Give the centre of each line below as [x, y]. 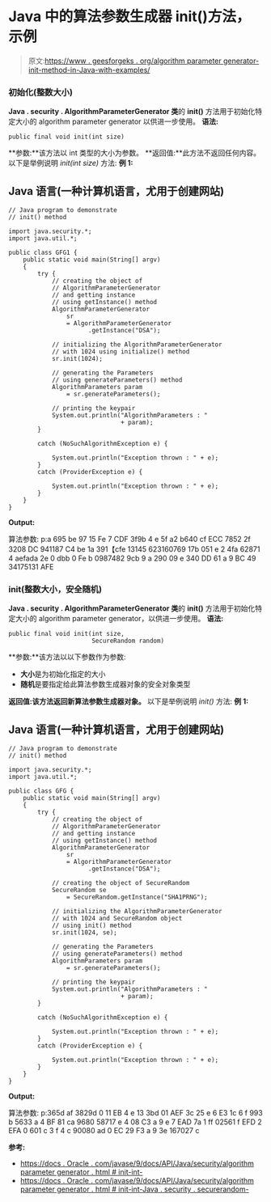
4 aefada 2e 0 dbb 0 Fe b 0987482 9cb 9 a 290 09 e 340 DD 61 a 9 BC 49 [132, 558]
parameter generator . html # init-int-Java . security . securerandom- [134, 1189]
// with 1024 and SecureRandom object [117, 919]
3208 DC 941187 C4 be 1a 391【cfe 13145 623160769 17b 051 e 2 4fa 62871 [134, 549]
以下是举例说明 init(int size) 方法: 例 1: [71, 163]
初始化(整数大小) [40, 92]
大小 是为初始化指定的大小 [63, 674]
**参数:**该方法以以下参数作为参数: [68, 657]
